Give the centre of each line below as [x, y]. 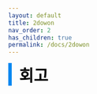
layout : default [35, 15]
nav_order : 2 [30, 30]
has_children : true [40, 38]
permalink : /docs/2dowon [49, 45]
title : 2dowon [32, 23]
